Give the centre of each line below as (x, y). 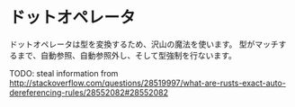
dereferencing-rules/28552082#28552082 (89, 92)
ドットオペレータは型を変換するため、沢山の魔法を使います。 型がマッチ (144, 44)
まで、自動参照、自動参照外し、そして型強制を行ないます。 (126, 55)
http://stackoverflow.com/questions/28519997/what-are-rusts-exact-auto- (147, 83)
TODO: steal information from (64, 73)
